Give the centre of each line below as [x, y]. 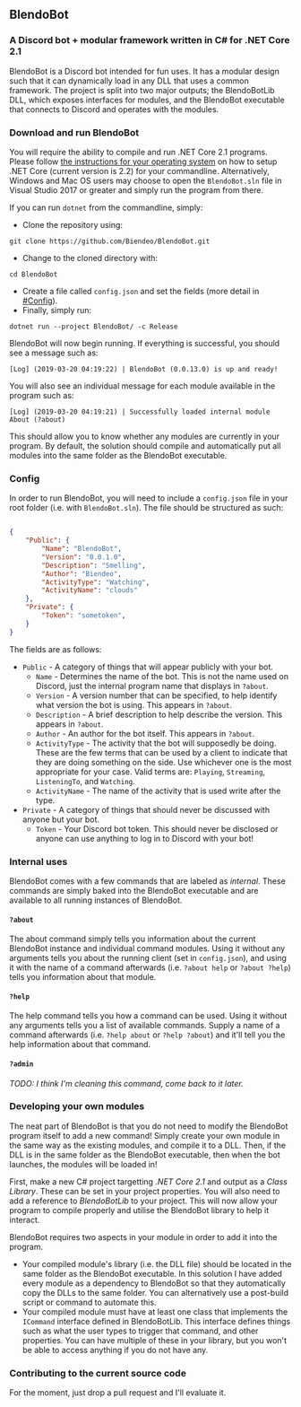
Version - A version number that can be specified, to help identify [156, 695]
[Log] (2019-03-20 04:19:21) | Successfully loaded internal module [140, 412]
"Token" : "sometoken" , [84, 616]
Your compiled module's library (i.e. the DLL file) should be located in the [157, 1263]
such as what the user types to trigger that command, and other [140, 1331]
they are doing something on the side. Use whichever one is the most [163, 762]
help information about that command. [80, 1044]
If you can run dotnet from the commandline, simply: [106, 207]
